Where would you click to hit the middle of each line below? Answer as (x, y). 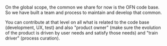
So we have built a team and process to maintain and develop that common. (83, 12)
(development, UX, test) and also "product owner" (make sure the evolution (83, 27)
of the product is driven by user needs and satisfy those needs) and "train (81, 33)
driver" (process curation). (33, 38)
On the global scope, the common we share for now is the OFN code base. (82, 7)
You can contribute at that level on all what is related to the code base (77, 22)
